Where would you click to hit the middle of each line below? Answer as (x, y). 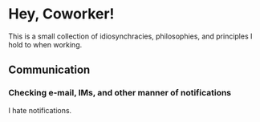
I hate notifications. (40, 110)
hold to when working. (45, 44)
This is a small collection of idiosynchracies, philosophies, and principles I (130, 36)
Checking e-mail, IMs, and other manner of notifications (120, 93)
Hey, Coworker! (61, 14)
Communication (49, 70)
